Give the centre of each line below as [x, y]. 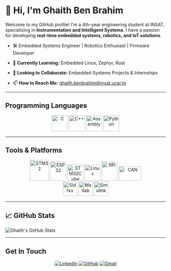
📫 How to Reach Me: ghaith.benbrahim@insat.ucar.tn [69, 83]
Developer [23, 53]
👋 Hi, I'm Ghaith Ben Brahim [64, 10]
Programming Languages [46, 106]
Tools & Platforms [34, 150]
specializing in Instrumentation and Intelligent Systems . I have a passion [82, 30]
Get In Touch [26, 251]
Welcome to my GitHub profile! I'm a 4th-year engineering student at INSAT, [85, 24]
